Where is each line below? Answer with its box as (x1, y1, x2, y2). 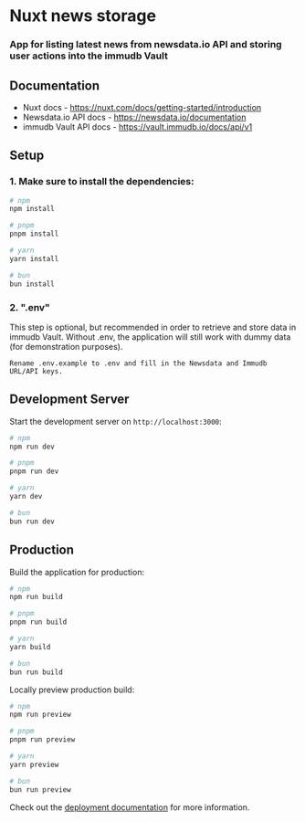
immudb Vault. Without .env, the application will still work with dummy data (9, 331, 291, 342)
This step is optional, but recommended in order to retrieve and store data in (9, 321, 297, 332)
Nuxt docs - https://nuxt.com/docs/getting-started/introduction (22, 101, 262, 112)
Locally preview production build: (9, 684, 135, 695)
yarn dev (9, 492, 43, 501)
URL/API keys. (9, 366, 64, 375)
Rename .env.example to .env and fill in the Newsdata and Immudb (9, 358, 268, 368)
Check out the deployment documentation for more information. (9, 801, 250, 813)
